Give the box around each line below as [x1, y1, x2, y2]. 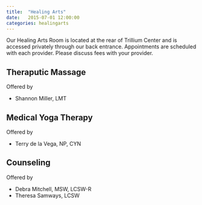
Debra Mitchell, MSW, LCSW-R [15, 185, 92, 192]
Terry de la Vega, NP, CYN [15, 140, 82, 147]
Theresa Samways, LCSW [15, 192, 80, 199]
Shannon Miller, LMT [15, 95, 67, 102]
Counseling [6, 158, 51, 168]
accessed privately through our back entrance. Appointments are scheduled [6, 43, 197, 50]
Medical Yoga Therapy [6, 112, 93, 123]
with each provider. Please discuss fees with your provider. [6, 50, 154, 57]
